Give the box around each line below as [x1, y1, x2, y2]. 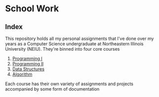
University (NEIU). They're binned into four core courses [5, 46, 120, 52]
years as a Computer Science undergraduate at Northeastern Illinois [5, 41, 144, 47]
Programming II [12, 61, 44, 66]
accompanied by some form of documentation [5, 86, 100, 92]
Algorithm [12, 71, 33, 77]
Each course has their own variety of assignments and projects [5, 81, 133, 87]
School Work [5, 3, 59, 14]
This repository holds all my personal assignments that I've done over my [5, 35, 154, 41]
